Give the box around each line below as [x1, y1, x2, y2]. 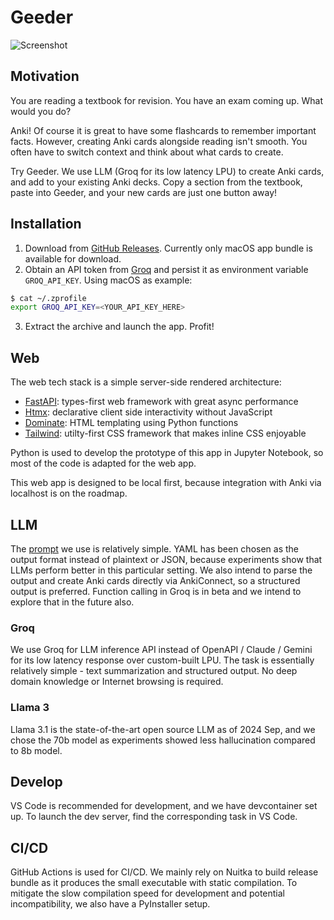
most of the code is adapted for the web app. [10, 457, 197, 470]
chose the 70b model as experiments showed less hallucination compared [10, 734, 316, 746]
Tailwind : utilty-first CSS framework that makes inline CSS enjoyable [24, 427, 307, 440]
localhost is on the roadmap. [10, 487, 128, 500]
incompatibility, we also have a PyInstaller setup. [10, 898, 211, 910]
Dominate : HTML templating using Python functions [24, 417, 239, 429]
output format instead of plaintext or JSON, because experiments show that [10, 553, 323, 565]
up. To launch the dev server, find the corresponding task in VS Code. [10, 811, 298, 823]
